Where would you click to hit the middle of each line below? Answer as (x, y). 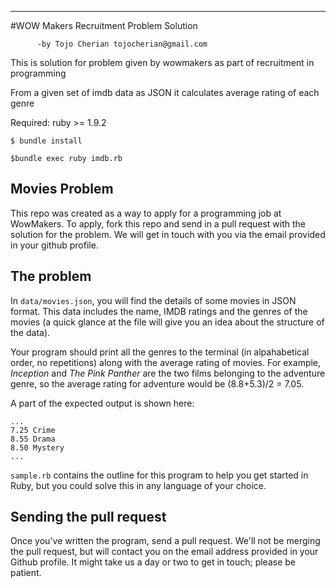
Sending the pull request (88, 517)
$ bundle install (46, 141)
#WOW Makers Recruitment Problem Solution (104, 25)
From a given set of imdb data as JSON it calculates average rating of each (165, 92)
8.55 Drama (33, 439)
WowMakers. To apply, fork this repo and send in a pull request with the (158, 223)
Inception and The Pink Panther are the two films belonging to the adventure (168, 373)
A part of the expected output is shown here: (102, 403)
